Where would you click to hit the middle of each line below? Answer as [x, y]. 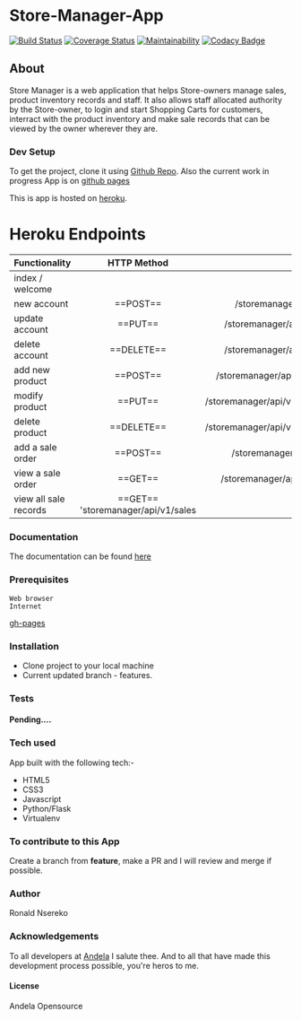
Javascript [42, 798]
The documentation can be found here [81, 556]
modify [29, 396]
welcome [33, 289]
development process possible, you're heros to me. [104, 965]
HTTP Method [138, 263]
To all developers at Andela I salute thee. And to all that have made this [140, 955]
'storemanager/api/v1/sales [138, 510]
